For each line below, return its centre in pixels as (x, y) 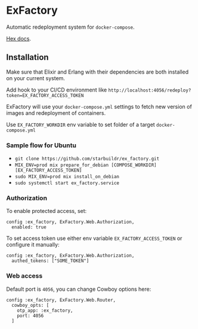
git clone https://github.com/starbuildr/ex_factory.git (87, 159)
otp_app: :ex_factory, (45, 310)
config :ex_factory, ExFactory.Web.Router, (61, 300)
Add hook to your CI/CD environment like (57, 90)
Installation (27, 57)
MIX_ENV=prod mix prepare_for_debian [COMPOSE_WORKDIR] (86, 165)
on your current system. (36, 78)
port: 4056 (30, 316)
